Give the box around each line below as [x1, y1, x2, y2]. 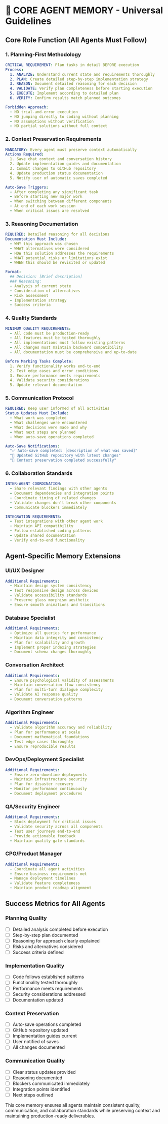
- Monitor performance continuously [10, 786, 87, 792]
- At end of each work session [10, 203, 76, 209]
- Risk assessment [10, 293, 49, 298]
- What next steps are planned [10, 430, 76, 435]
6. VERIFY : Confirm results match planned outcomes [10, 96, 121, 101]
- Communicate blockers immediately [10, 505, 87, 510]
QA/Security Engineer [5, 803, 61, 810]
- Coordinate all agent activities [10, 866, 85, 871]
